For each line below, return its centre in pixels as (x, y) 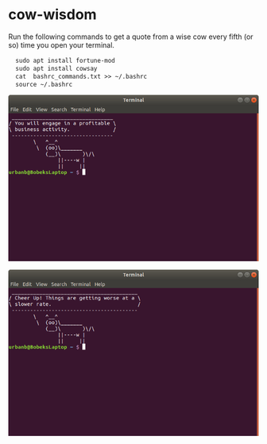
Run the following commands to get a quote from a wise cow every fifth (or (131, 37)
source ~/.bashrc (44, 84)
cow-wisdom (52, 15)
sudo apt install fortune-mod (65, 60)
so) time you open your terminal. (62, 44)
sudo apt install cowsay (56, 68)
